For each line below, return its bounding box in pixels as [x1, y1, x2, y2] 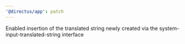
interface [62, 31, 84, 38]
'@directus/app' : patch [5, 8, 64, 15]
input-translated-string [5, 31, 61, 38]
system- [159, 25, 180, 32]
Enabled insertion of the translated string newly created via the [5, 25, 158, 32]
